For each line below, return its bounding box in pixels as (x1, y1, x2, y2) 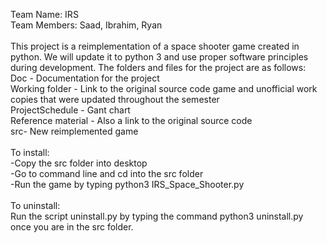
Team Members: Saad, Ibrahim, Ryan (10, 19, 163, 31)
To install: (10, 147, 50, 158)
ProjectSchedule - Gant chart (10, 104, 131, 116)
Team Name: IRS (10, 9, 79, 20)
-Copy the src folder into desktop (10, 157, 148, 169)
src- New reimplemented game (10, 125, 139, 137)
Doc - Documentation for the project (10, 72, 160, 84)
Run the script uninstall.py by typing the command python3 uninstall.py (10, 210, 304, 222)
